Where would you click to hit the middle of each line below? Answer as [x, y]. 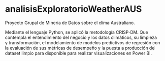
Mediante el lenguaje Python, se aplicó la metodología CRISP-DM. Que [77, 32]
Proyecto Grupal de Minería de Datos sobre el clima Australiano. [70, 23]
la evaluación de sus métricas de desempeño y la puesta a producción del [81, 48]
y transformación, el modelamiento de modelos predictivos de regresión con [82, 42]
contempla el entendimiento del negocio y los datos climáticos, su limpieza [81, 37]
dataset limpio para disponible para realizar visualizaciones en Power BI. [79, 53]
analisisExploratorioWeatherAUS [73, 9]
